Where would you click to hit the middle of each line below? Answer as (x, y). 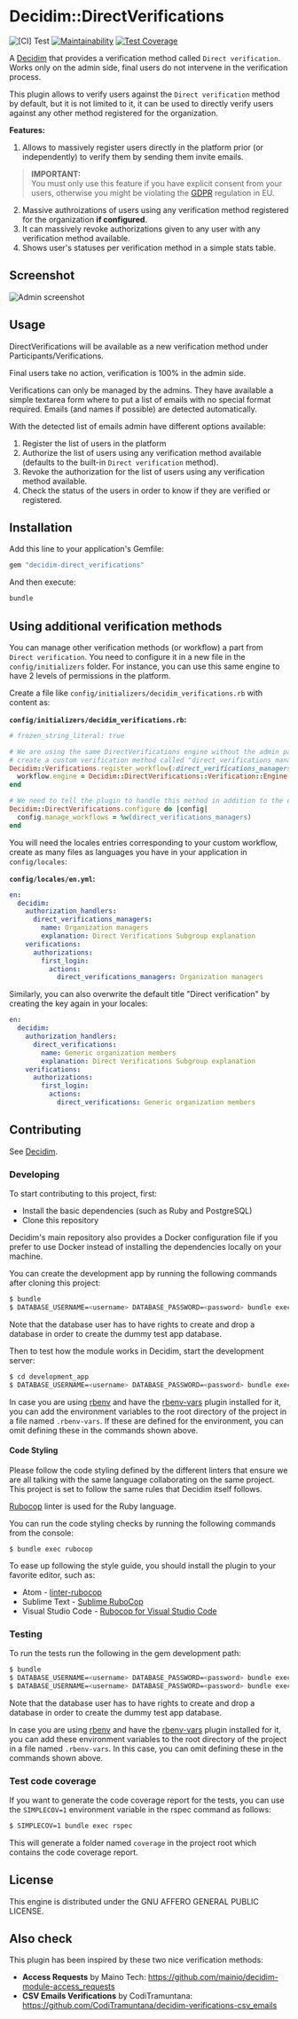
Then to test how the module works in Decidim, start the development (137, 1351)
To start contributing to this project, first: (83, 1194)
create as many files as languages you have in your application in (128, 852)
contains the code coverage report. (74, 1852)
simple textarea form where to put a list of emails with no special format (140, 399)
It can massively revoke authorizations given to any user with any (141, 229)
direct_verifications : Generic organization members (156, 1103)
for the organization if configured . (85, 219)
